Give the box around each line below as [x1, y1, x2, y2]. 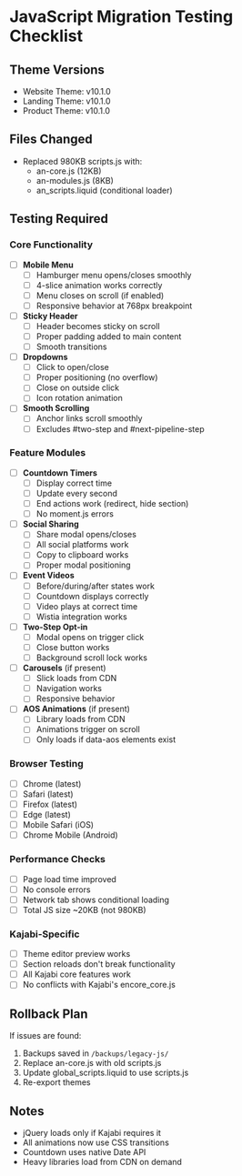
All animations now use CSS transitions [22, 1137, 170, 1148]
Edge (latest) [22, 809, 71, 820]
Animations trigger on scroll [35, 724, 141, 735]
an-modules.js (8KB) [35, 175, 114, 186]
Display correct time [35, 477, 112, 488]
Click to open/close [35, 362, 109, 373]
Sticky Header [22, 310, 79, 321]
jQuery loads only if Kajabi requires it [22, 1127, 162, 1138]
